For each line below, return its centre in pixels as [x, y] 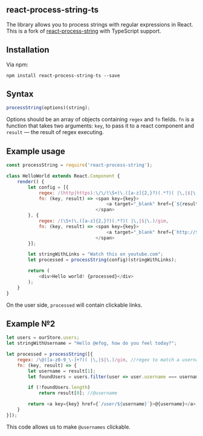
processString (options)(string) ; [48, 108]
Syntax [20, 94]
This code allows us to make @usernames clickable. [69, 427]
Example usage [36, 151]
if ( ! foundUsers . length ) [59, 388]
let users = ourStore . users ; [43, 338]
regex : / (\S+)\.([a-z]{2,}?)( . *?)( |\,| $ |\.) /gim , [104, 221]
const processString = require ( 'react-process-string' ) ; [79, 165]
